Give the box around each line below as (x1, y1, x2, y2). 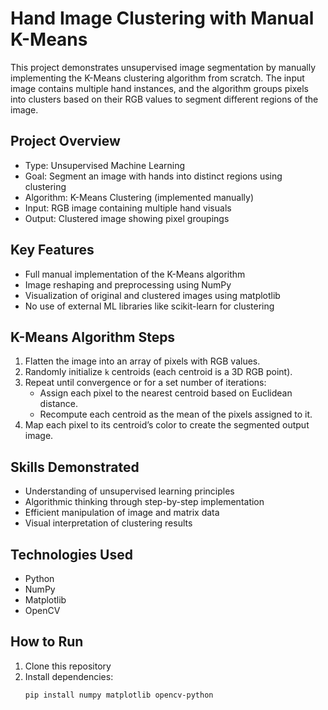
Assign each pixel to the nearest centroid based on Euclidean (39, 387, 293, 399)
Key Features (10, 242, 95, 259)
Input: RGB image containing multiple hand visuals (24, 202, 232, 214)
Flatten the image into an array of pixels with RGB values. (24, 355, 261, 367)
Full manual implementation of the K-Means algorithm (24, 268, 246, 280)
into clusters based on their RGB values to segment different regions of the (10, 93, 319, 105)
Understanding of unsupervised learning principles (24, 485, 235, 497)
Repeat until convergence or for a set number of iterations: (24, 377, 267, 389)
